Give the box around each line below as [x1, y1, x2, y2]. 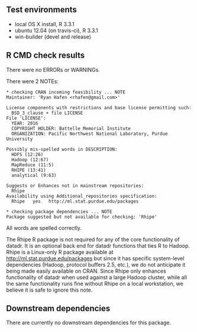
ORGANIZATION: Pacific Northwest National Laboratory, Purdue [11, 131, 168, 137]
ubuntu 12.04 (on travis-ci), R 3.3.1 [14, 27, 99, 34]
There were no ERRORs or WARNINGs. [6, 66, 101, 73]
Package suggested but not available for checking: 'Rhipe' [6, 214, 158, 220]
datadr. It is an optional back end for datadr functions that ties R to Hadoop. [6, 242, 190, 249]
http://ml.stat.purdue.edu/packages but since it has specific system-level [6, 255, 185, 262]
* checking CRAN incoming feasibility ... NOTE [6, 89, 126, 95]
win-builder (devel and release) [14, 33, 92, 40]
